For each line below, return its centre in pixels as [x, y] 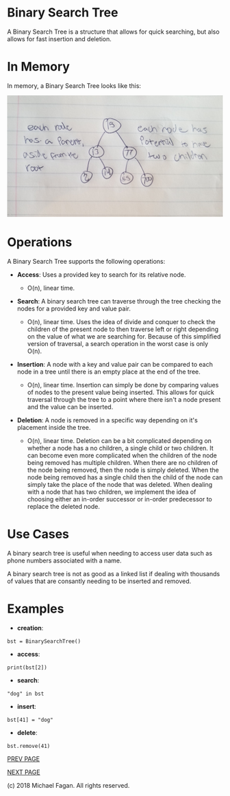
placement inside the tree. [54, 427]
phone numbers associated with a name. [64, 560]
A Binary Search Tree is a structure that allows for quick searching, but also [114, 32]
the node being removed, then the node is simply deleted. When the [123, 470]
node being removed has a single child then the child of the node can [125, 477]
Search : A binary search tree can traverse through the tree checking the [119, 301]
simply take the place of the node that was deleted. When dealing [120, 484]
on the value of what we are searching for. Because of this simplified [124, 336]
